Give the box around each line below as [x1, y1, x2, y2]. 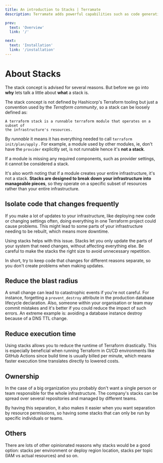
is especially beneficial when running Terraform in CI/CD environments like [5, 348, 155, 353]
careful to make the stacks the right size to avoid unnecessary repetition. [5, 248, 151, 254]
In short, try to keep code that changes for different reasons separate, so [5, 258, 151, 263]
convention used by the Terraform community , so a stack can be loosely [5, 104, 150, 110]
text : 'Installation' [9, 43, 53, 48]
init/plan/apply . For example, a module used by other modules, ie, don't [5, 141, 153, 147]
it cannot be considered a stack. [5, 161, 69, 167]
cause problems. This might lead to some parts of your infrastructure [5, 223, 143, 229]
